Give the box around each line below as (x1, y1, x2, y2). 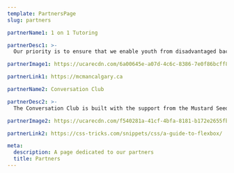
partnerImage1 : (7, 60, 52, 68)
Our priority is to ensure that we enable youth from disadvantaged (13, 48, 217, 56)
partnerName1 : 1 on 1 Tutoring (7, 29, 98, 36)
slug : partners (7, 17, 52, 24)
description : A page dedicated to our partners (13, 149, 155, 156)
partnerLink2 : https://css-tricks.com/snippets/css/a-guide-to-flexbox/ (7, 130, 223, 137)
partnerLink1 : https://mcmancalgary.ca (7, 74, 123, 81)
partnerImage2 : (7, 117, 52, 124)
